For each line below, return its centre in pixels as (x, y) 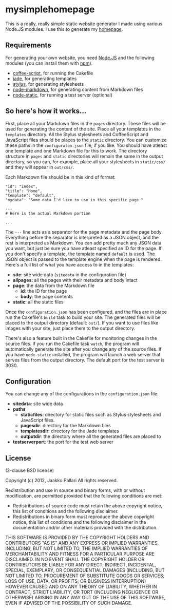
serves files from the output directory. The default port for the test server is (85, 360)
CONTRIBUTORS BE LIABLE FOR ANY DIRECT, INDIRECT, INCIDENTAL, (81, 565)
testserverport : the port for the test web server (63, 442)
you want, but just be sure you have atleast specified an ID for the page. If (83, 248)
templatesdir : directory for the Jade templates (70, 431)
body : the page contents (46, 296)
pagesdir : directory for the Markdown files (65, 426)
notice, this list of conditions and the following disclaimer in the (79, 522)
